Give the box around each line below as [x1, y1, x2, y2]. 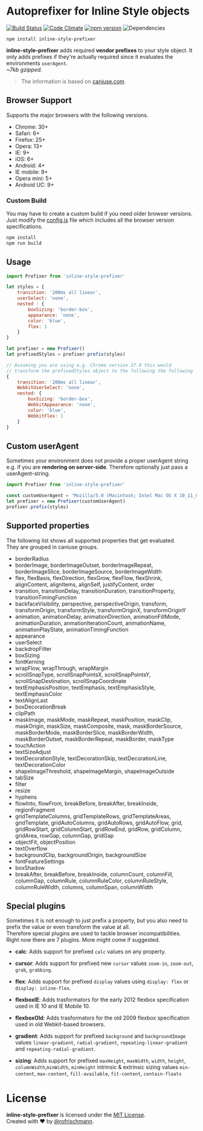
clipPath [14, 709, 36, 716]
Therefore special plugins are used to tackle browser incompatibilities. [6, 930, 181, 937]
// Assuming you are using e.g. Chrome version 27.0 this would [6, 362, 172, 368]
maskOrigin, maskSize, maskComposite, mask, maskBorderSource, [14, 722, 183, 730]
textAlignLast [14, 696, 48, 704]
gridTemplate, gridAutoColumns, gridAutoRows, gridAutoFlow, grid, [14, 819, 183, 826]
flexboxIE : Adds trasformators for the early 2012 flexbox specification [14, 996, 189, 1004]
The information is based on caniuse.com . [21, 78, 126, 85]
